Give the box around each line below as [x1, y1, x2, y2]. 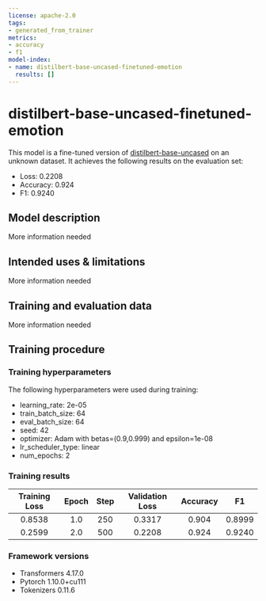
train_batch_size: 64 [19, 409, 85, 418]
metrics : [8, 33, 37, 42]
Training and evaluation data [8, 299, 152, 313]
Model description [8, 211, 101, 224]
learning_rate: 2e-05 [19, 400, 87, 409]
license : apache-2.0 [8, 11, 77, 20]
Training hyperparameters [8, 367, 112, 378]
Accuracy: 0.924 [19, 180, 74, 189]
